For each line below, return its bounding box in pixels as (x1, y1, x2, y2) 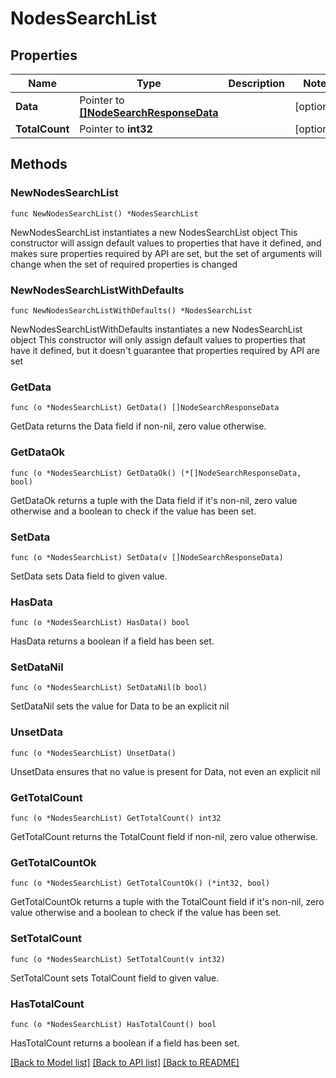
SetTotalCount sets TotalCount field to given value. (10, 972, 220, 984)
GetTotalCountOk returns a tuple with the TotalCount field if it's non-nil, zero (10, 896, 325, 908)
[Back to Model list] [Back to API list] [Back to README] (10, 1056, 240, 1068)
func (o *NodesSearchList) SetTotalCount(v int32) (10, 954, 226, 964)
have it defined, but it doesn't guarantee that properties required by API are (10, 344, 320, 356)
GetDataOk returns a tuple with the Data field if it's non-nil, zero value (10, 494, 298, 506)
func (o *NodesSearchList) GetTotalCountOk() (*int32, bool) (10, 878, 271, 889)
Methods (10, 156, 68, 173)
